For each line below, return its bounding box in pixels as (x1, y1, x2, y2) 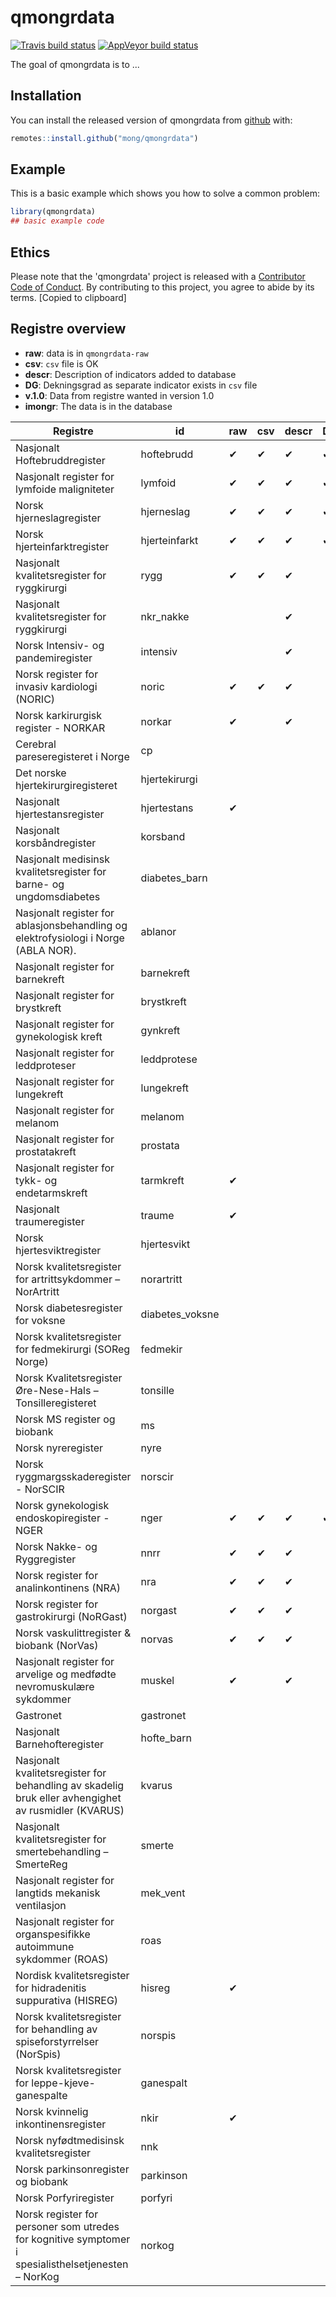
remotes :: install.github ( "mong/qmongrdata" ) (10, 133, 199, 143)
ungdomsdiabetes (15, 889, 101, 903)
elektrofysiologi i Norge (15, 931, 125, 945)
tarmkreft (140, 1173, 185, 1187)
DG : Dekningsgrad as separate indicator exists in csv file (24, 379, 258, 391)
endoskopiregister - (15, 1511, 110, 1525)
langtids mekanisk (15, 1886, 101, 1900)
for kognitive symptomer (15, 2232, 131, 2246)
